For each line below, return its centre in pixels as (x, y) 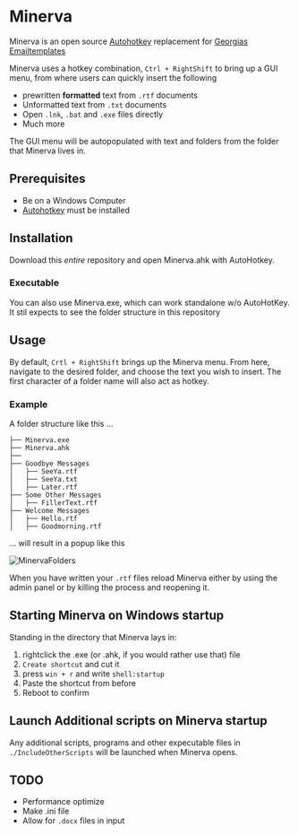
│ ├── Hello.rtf (43, 518)
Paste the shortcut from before (79, 683)
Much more (43, 124)
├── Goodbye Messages (50, 464)
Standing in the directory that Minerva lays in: (93, 637)
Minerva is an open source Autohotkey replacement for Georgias (129, 41)
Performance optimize (63, 802)
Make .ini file (46, 811)
